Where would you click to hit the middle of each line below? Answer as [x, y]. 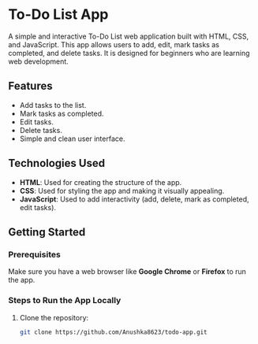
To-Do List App [58, 15]
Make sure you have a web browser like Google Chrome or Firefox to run [127, 272]
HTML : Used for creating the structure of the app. [101, 182]
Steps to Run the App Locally [65, 301]
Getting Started [47, 232]
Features [30, 86]
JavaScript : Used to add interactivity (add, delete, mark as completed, [134, 199]
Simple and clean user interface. [72, 139]
